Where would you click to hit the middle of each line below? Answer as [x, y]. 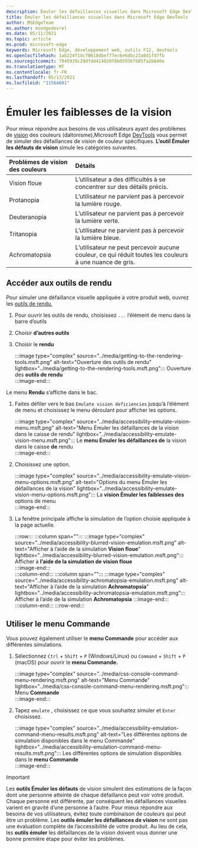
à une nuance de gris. [105, 262]
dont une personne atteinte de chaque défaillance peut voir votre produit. [95, 795]
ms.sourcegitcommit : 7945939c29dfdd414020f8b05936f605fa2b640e [85, 61]
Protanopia [24, 200]
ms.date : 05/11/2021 [32, 34]
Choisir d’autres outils [42, 333]
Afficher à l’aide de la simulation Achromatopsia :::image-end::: [92, 599]
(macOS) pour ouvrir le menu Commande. [66, 662]
